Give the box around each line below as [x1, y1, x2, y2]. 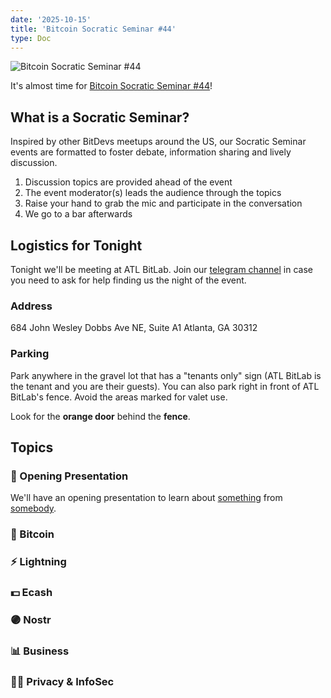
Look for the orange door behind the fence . [10, 410, 191, 422]
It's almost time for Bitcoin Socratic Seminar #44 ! [10, 80, 213, 92]
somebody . [10, 502, 57, 515]
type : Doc [10, 33, 52, 43]
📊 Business [10, 644, 70, 658]
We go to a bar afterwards [24, 208, 133, 220]
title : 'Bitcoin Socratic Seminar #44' [10, 24, 177, 34]
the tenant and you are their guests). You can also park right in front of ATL [10, 380, 320, 392]
